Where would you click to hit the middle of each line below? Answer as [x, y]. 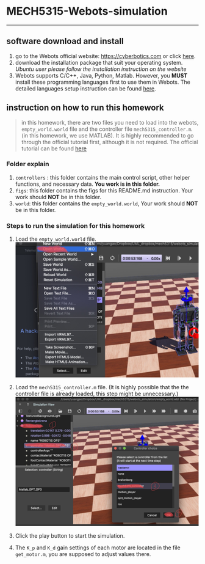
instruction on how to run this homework [85, 108]
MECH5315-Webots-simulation [87, 11]
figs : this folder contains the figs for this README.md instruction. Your [104, 190]
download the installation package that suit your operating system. [99, 62]
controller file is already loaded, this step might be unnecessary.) [97, 394]
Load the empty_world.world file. [56, 239]
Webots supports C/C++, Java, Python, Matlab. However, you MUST [101, 75]
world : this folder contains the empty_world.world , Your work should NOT [106, 203]
